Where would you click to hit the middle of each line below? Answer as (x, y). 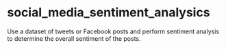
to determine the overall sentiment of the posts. (74, 38)
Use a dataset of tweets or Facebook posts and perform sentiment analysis (113, 31)
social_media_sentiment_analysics (109, 13)
